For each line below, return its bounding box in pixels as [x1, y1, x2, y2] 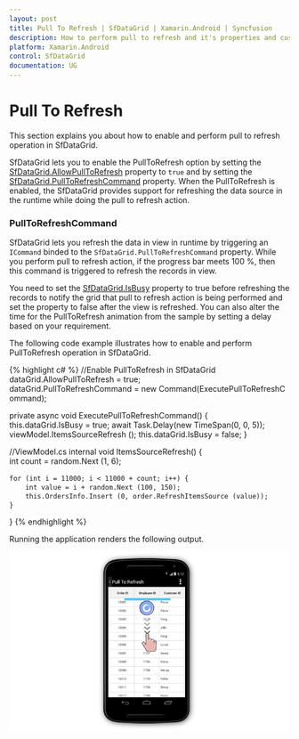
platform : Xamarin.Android [9, 43, 109, 52]
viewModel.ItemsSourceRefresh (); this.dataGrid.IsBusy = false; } [9, 429, 247, 440]
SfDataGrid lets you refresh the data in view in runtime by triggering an [9, 237, 269, 248]
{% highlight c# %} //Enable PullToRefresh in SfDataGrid [9, 365, 216, 376]
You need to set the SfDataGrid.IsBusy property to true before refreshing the [9, 283, 290, 294]
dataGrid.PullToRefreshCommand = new [9, 384, 158, 394]
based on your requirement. [9, 321, 111, 331]
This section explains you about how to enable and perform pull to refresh [9, 130, 280, 141]
